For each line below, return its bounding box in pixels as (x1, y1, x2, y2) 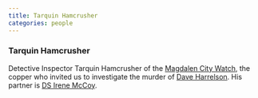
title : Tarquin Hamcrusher (8, 11, 98, 20)
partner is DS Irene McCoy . (8, 80, 97, 90)
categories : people (8, 19, 73, 27)
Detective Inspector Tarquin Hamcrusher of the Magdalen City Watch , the (8, 63, 250, 73)
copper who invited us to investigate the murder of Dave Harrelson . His (8, 72, 242, 81)
